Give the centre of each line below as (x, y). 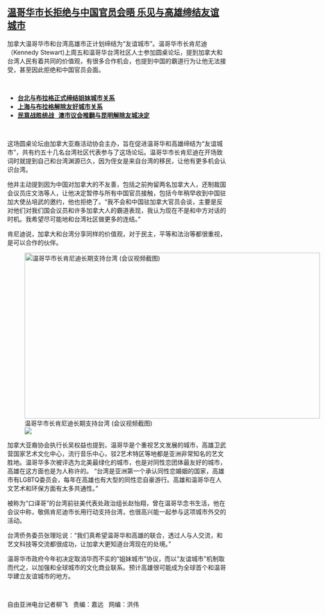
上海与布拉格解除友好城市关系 (60, 106)
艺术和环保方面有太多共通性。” (56, 488)
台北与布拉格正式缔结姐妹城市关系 (66, 98)
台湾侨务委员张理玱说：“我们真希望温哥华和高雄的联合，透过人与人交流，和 (115, 535)
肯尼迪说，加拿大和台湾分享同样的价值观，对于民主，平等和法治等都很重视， (117, 233)
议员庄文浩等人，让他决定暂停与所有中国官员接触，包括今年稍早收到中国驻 (119, 192)
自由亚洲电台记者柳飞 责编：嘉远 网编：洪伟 (73, 604)
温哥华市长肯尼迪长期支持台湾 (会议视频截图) (89, 423)
